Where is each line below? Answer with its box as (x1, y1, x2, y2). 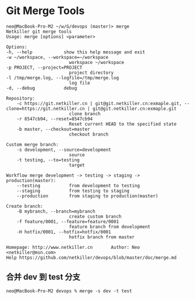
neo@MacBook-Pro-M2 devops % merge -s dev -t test (6, 288, 132, 294)
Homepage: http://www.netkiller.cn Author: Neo (6, 244, 141, 250)
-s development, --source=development (16, 147, 111, 153)
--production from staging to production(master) (16, 193, 159, 199)
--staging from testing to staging (16, 188, 130, 194)
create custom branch (69, 213, 122, 220)
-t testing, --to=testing (16, 157, 80, 163)
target (69, 162, 85, 168)
